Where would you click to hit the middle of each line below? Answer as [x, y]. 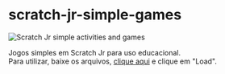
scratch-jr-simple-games [95, 15]
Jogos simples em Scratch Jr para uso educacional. [95, 52]
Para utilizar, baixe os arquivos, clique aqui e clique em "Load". [113, 61]
